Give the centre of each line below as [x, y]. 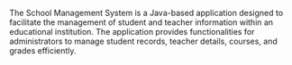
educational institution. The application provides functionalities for [132, 32]
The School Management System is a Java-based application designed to [146, 13]
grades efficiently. [43, 51]
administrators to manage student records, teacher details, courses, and [143, 41]
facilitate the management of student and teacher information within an [141, 22]
